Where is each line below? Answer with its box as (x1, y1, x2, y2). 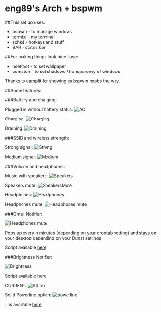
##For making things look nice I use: (5, 53, 78, 59)
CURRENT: (5, 282, 27, 288)
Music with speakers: (5, 172, 48, 179)
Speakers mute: (5, 182, 37, 188)
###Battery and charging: (5, 96, 57, 103)
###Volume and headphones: (5, 163, 65, 169)
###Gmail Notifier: (5, 211, 43, 216)
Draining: (5, 125, 23, 131)
